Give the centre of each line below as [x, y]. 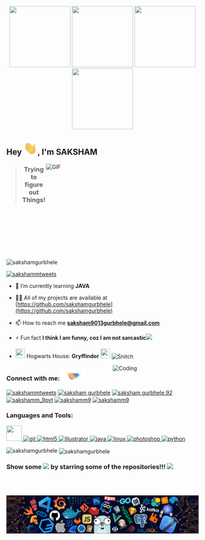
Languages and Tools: [40, 416]
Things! [34, 200]
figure [34, 185]
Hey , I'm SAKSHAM [52, 152]
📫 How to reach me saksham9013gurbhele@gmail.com [87, 323]
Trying [34, 170]
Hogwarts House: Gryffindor [63, 356]
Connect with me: [33, 378]
